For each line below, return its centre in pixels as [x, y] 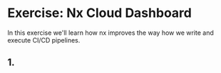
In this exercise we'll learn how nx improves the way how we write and [110, 33]
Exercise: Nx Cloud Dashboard [100, 13]
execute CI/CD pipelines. [44, 40]
